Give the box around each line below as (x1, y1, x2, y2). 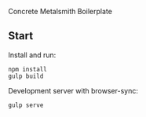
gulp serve (8, 101, 44, 109)
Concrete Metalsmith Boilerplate (8, 7, 112, 16)
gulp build (8, 72, 44, 80)
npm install (8, 65, 47, 73)
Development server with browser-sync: (8, 86, 139, 95)
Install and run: (8, 50, 57, 60)
